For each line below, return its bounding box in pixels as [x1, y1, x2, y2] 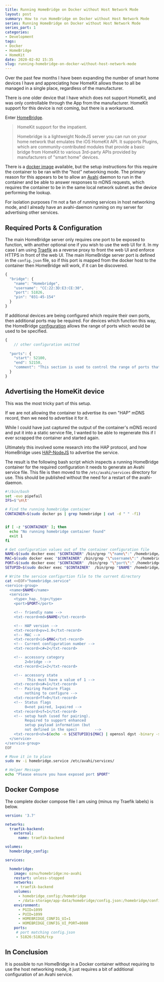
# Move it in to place [5, 754, 51, 759]
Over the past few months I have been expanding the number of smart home [5, 75, 159, 81]
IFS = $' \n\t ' [5, 498, 29, 503]
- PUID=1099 [18, 912, 42, 917]
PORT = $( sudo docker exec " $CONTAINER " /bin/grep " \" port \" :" [5, 561, 134, 566]
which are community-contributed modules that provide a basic [17, 144, 145, 150]
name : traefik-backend [18, 836, 64, 840]
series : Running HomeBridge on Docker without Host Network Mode [5, 20, 141, 26]
